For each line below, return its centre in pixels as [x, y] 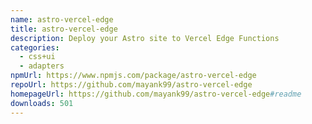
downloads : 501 [42, 103]
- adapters [42, 66]
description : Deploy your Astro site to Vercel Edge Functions [145, 38]
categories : [35, 47]
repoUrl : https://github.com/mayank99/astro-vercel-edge [131, 85]
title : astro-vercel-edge [64, 29]
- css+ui [37, 57]
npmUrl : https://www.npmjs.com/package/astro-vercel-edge [133, 76]
